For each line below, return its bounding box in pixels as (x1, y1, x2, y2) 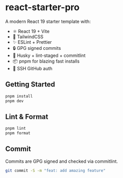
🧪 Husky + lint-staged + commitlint (12, 52, 86, 58)
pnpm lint (5, 126, 26, 131)
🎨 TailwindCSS (12, 34, 44, 40)
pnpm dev (5, 98, 24, 103)
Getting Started (5, 80, 55, 89)
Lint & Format (5, 112, 48, 121)
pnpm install (5, 94, 33, 99)
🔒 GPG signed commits (12, 45, 61, 51)
